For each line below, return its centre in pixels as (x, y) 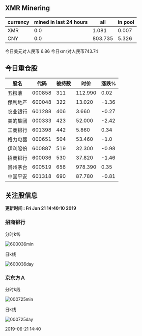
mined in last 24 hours (61, 22)
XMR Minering (28, 8)
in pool (126, 22)
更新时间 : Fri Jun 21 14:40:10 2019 (41, 208)
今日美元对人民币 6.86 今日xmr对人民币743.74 (52, 51)
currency (18, 22)
